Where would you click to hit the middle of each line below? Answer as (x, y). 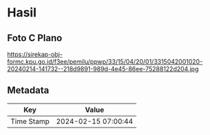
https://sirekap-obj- (35, 54)
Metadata (28, 90)
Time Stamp (30, 121)
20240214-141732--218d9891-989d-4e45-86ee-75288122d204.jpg (103, 69)
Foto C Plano (35, 38)
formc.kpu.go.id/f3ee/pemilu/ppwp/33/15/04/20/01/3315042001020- (105, 62)
